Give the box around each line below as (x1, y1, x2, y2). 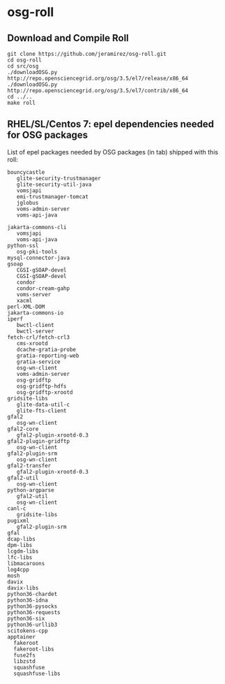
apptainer (7, 633, 36, 640)
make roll (7, 99, 36, 106)
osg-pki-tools (16, 248, 58, 255)
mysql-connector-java (7, 254, 70, 261)
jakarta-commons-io (7, 309, 64, 316)
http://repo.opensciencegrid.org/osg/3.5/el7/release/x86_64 (7, 75, 189, 82)
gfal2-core (7, 425, 39, 432)
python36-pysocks (7, 602, 58, 610)
